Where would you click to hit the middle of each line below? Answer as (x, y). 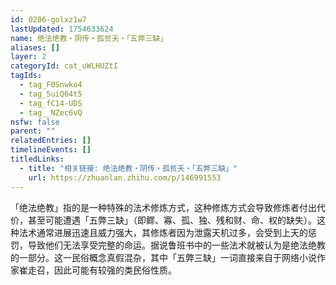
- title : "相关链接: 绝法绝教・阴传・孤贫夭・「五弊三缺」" (128, 168)
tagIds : (26, 76)
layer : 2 (28, 57)
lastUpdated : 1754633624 (62, 29)
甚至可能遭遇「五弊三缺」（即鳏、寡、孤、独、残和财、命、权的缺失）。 (172, 220)
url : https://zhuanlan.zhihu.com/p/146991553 (125, 177)
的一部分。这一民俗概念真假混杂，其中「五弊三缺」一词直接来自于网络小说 (163, 257)
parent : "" (33, 131)
